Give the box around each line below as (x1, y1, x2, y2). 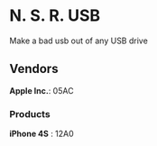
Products (9, 107, 51, 120)
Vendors (9, 61, 59, 77)
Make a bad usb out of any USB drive (9, 35, 149, 46)
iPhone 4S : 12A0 (9, 128, 74, 140)
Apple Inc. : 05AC (9, 85, 74, 96)
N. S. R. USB (9, 5, 101, 26)
